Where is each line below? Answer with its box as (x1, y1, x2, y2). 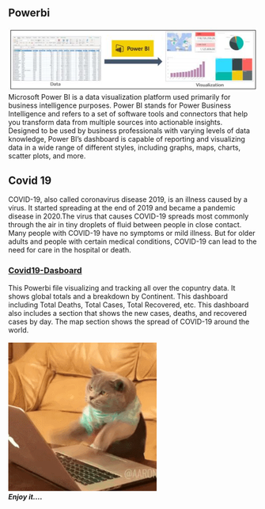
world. (8, 325, 29, 335)
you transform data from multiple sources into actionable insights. (8, 117, 223, 127)
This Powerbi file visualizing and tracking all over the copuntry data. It (8, 283, 236, 292)
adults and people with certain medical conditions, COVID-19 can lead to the (8, 237, 257, 246)
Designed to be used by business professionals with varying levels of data (8, 126, 251, 135)
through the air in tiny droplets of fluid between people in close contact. (8, 220, 242, 230)
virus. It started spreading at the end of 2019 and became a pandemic (8, 203, 236, 213)
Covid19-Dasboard (8, 265, 82, 276)
